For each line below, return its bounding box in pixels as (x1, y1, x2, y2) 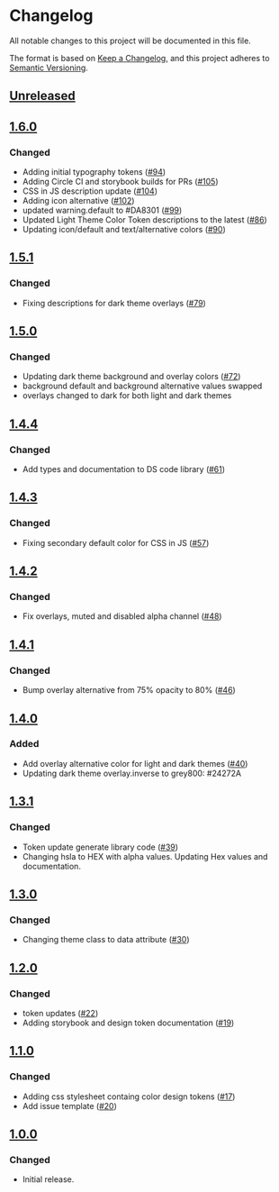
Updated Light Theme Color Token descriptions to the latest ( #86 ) (22, 214, 267, 225)
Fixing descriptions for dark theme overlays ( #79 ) (22, 297, 207, 308)
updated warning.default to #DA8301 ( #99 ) (22, 205, 183, 216)
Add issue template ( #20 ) (22, 1100, 117, 1111)
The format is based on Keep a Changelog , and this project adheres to (9, 52, 270, 63)
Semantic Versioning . (9, 62, 88, 73)
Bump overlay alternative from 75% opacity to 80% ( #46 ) (22, 685, 236, 696)
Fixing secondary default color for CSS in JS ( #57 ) (22, 537, 210, 548)
